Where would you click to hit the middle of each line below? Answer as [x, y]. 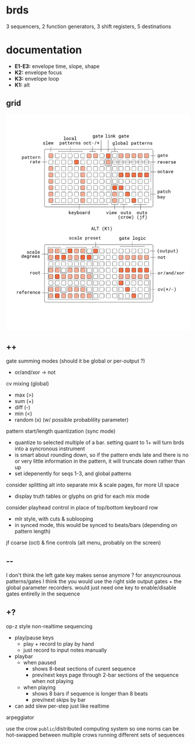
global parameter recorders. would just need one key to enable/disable [91, 588]
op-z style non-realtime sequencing [49, 626]
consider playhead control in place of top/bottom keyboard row [82, 508]
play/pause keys [34, 638]
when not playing [53, 681]
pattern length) [32, 531]
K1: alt [22, 85]
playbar [24, 656]
